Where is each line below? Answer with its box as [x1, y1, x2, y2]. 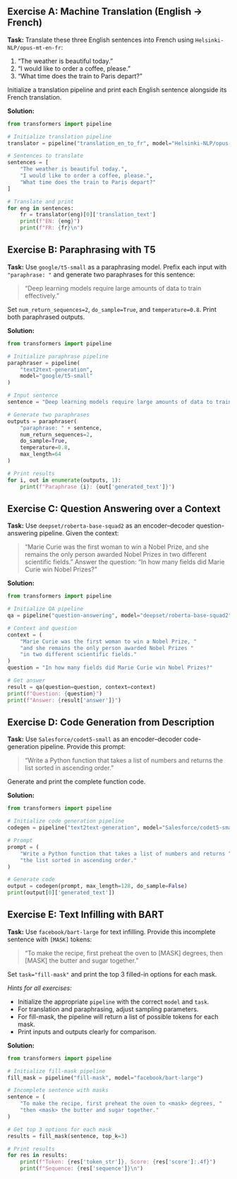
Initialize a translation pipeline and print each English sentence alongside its [7, 85, 227, 94]
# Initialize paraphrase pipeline [7, 353, 109, 360]
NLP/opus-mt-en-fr [7, 44, 61, 52]
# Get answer [7, 677, 46, 685]
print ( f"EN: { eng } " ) [20, 218, 80, 225]
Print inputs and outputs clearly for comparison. [17, 1027, 157, 1035]
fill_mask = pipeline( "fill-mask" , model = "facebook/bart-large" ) [7, 1074, 203, 1081]
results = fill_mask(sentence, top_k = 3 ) [7, 1132, 128, 1139]
